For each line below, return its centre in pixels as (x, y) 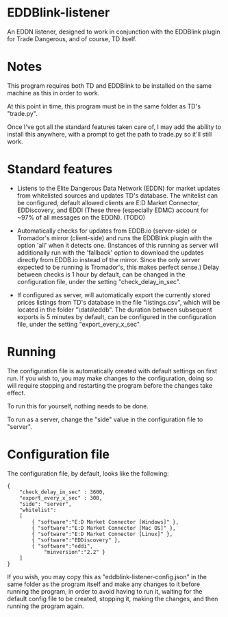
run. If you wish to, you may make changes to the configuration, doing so (110, 378)
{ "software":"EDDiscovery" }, (76, 540)
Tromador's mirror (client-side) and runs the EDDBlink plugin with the (114, 237)
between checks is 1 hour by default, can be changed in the (101, 274)
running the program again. (46, 606)
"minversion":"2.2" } (75, 552)
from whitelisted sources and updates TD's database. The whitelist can (117, 195)
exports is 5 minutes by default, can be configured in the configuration (116, 316)
